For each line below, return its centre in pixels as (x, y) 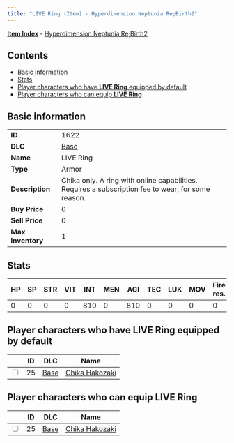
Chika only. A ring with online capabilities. (130, 181)
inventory (27, 241)
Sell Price (27, 220)
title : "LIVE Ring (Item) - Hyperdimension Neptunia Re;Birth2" (102, 14)
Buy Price (27, 209)
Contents (28, 55)
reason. (74, 198)
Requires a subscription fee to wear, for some (136, 189)
